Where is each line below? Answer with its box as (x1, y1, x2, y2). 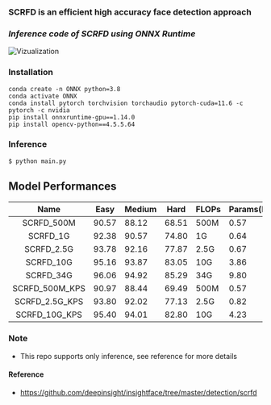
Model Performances (8, 180, 117, 194)
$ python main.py (8, 157, 67, 165)
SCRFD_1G (27, 230, 70, 241)
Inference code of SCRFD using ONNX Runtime (8, 27, 196, 39)
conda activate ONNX (8, 92, 78, 100)
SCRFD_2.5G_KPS (15, 295, 84, 307)
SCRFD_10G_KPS (15, 309, 83, 320)
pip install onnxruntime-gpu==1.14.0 (8, 113, 135, 121)
